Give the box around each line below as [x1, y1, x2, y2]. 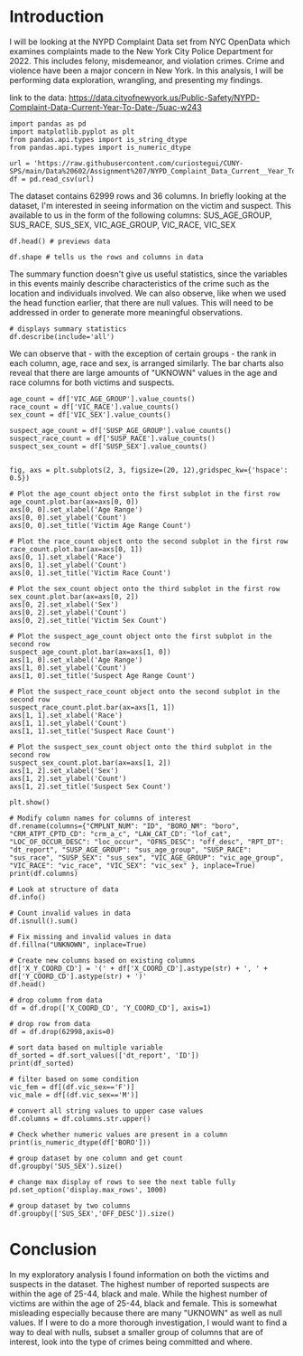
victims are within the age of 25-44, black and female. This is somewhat [9, 1297, 278, 1308]
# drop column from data [9, 995, 103, 1004]
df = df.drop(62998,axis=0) [9, 1027, 115, 1036]
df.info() [9, 892, 47, 901]
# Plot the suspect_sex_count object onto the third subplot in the [9, 742, 272, 751]
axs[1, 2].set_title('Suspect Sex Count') [9, 782, 171, 791]
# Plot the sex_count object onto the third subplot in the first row [9, 584, 280, 593]
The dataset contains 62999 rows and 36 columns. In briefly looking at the [9, 190, 287, 201]
